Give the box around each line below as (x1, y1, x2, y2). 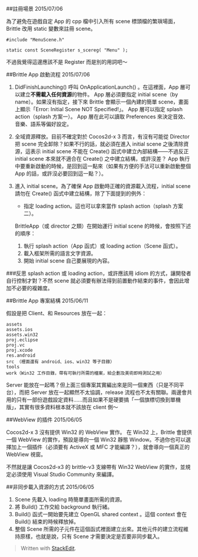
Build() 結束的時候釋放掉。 (14, 518, 79, 525)
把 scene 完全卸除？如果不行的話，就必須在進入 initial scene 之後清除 (14, 141, 184, 147)
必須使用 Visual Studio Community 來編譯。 (11, 471, 117, 478)
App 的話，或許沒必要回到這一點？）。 (14, 170, 107, 177)
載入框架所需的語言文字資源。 (23, 250, 96, 257)
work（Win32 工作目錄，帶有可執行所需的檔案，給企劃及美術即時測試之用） (6, 370, 165, 376)
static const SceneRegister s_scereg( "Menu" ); (6, 47, 128, 53)
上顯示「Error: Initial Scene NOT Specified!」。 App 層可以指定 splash (14, 106, 183, 112)
